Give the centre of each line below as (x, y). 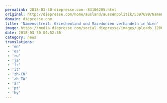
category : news (21, 38)
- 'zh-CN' (17, 74)
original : (15, 14)
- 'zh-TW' (17, 79)
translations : (20, 42)
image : (12, 28)
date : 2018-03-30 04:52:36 (33, 33)
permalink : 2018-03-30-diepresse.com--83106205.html (61, 10)
